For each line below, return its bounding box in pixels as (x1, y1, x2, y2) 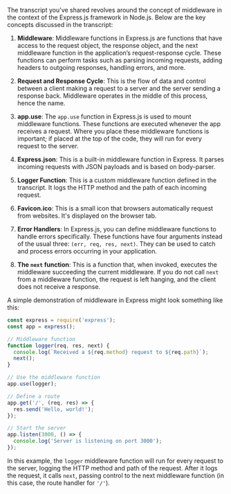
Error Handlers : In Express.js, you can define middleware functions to (17, 225, 216, 233)
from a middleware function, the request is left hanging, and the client (17, 275, 216, 283)
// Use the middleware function (7, 374, 100, 381)
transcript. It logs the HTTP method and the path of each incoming (17, 184, 207, 191)
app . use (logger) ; (7, 380, 57, 387)
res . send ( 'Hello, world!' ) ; (13, 405, 95, 413)
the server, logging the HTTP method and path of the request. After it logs (7, 464, 218, 472)
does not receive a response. (17, 283, 101, 290)
